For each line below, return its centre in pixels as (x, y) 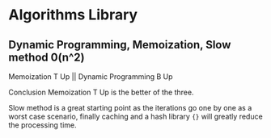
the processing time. (42, 125)
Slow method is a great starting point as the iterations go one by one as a (130, 108)
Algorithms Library (73, 15)
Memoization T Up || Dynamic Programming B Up (91, 77)
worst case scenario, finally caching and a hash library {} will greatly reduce (135, 116)
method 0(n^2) (47, 57)
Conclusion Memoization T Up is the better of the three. (101, 92)
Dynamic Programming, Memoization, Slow (120, 45)
